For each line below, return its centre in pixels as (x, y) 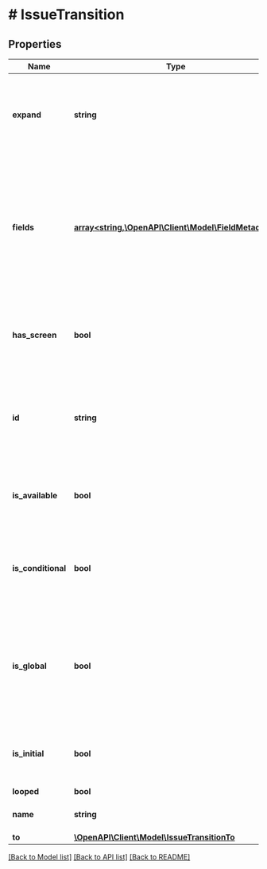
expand (27, 115)
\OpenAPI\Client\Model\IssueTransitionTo (155, 837)
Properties (35, 44)
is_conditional (39, 568)
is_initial (28, 753)
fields (23, 227)
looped (26, 791)
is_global (30, 666)
